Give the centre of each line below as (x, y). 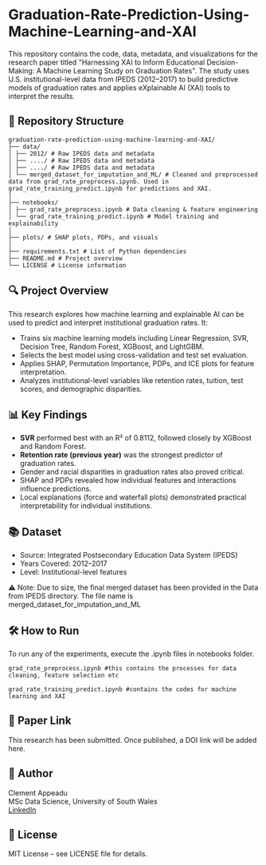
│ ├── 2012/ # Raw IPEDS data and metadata (82, 153)
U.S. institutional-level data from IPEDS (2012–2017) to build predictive (123, 79)
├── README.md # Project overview (66, 258)
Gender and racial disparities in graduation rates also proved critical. (132, 472)
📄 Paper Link (40, 721)
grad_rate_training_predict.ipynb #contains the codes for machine (123, 689)
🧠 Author (31, 774)
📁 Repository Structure (66, 121)
